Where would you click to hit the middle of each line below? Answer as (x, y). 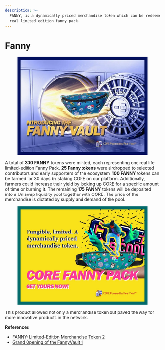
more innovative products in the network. (47, 318)
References (17, 327)
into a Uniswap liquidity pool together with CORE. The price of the (72, 194)
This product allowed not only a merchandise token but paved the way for (80, 312)
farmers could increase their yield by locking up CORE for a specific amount (82, 184)
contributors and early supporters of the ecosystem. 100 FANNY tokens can (82, 173)
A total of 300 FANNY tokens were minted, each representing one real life (80, 163)
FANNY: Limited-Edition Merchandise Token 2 (58, 337)
